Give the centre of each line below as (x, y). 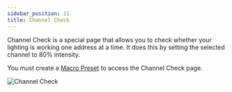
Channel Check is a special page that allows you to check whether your (109, 39)
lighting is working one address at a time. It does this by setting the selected (116, 47)
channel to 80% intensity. (44, 54)
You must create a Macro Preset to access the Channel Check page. (105, 68)
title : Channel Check (39, 20)
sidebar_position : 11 (39, 13)
